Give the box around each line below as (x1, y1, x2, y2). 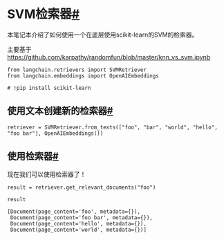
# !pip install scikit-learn (7, 84, 91, 91)
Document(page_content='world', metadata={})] (10, 226, 147, 233)
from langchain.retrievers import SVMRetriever (7, 66, 147, 73)
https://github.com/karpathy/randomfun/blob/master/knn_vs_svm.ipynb (7, 53, 211, 61)
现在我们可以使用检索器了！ (7, 170, 86, 178)
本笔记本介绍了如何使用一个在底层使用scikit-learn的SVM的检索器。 (7, 30, 198, 39)
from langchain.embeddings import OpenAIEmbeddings (7, 72, 159, 80)
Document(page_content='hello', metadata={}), (10, 220, 147, 227)
